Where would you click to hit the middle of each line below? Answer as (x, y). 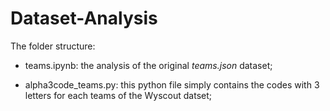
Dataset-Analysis (84, 18)
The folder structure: (53, 46)
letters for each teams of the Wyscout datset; (118, 95)
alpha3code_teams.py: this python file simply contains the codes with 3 (172, 84)
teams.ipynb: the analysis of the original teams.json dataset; (148, 65)
